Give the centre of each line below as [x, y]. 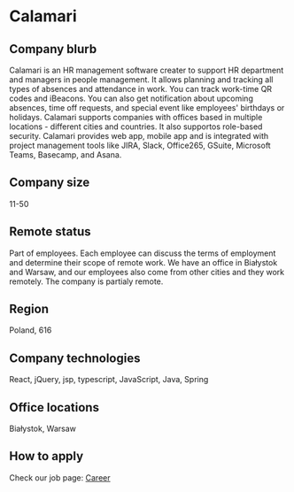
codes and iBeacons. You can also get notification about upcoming [132, 98]
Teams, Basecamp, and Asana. [66, 155]
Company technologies [75, 358]
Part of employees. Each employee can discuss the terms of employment [143, 253]
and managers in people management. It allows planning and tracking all [141, 80]
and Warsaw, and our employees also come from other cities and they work [147, 272]
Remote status [50, 232]
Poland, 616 [31, 330]
